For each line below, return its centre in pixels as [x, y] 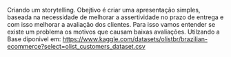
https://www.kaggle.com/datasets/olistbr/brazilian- [135, 39]
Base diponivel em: [34, 39]
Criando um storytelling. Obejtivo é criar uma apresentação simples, [104, 10]
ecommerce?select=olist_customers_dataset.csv [77, 46]
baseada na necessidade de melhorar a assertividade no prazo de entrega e [115, 17]
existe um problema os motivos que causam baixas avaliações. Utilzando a [113, 32]
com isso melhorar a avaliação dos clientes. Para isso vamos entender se [111, 24]
